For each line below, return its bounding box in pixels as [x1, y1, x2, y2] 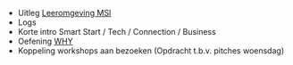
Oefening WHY [17, 36, 73, 46]
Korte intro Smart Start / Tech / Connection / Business [17, 27, 216, 37]
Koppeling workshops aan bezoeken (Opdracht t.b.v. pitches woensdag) [17, 45, 284, 56]
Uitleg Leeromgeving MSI [17, 8, 112, 18]
